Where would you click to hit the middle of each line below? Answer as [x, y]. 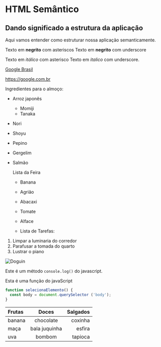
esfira [83, 328]
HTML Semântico [42, 9]
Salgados [78, 312]
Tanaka [28, 114]
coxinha [80, 320]
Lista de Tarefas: [37, 231]
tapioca [81, 336]
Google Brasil [19, 69]
